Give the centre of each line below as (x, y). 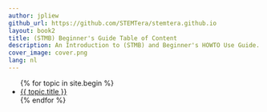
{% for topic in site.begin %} (67, 83)
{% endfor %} (43, 100)
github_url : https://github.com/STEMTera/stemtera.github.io (113, 23)
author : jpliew (34, 16)
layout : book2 (32, 30)
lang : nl (23, 61)
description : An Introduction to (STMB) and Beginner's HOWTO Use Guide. (134, 46)
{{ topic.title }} (43, 91)
